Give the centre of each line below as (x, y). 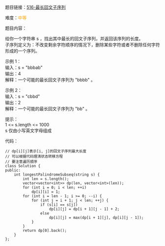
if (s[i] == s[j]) (59, 205)
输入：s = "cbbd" (23, 96)
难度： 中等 (16, 18)
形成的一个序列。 (22, 51)
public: (13, 170)
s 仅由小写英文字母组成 (28, 130)
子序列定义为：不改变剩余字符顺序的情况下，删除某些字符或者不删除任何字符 (82, 45)
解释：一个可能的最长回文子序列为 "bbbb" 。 (50, 80)
